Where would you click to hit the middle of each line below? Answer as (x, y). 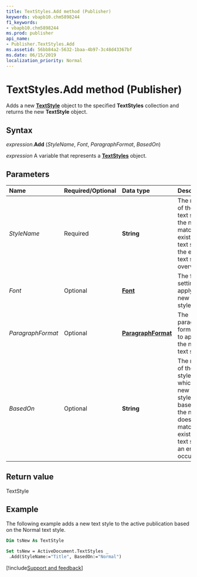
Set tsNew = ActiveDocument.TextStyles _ (57, 551)
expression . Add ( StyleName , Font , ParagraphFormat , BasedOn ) (84, 145)
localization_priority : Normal (44, 60)
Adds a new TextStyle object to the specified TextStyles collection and (93, 105)
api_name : (18, 39)
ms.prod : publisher (30, 33)
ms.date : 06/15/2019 (31, 55)
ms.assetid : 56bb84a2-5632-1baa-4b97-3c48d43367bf (69, 50)
